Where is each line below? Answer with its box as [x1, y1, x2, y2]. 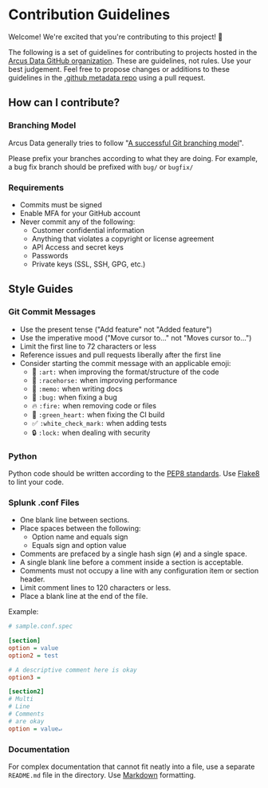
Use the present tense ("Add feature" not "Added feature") [19, 325, 213, 334]
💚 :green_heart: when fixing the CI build [31, 409, 165, 420]
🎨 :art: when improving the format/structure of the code [31, 367, 219, 376]
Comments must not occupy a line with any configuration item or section [19, 566, 259, 576]
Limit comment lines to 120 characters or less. [19, 583, 171, 593]
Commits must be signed [19, 199, 102, 209]
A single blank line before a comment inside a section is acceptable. [19, 558, 244, 567]
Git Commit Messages [8, 306, 96, 317]
